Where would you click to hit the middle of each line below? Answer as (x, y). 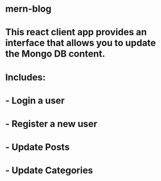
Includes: (25, 77)
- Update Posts (37, 147)
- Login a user (35, 100)
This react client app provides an (76, 32)
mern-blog (29, 9)
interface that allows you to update (81, 43)
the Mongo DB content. (55, 54)
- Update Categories (49, 171)
